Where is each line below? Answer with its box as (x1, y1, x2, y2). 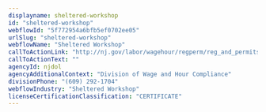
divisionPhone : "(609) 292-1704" (8, 77, 119, 85)
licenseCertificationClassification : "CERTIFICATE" (8, 92, 182, 100)
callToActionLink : (8, 48, 69, 56)
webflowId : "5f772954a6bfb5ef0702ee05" (8, 26, 140, 34)
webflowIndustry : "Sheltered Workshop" (8, 84, 140, 93)
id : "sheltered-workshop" (8, 19, 93, 27)
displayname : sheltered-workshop (8, 11, 119, 20)
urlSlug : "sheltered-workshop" (8, 33, 112, 42)
